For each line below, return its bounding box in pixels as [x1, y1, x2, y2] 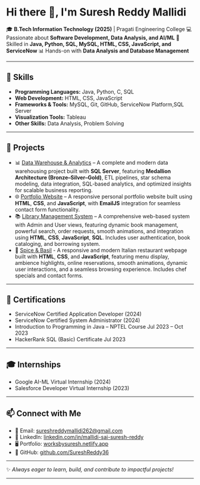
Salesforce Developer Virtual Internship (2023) [14, 385, 130, 392]
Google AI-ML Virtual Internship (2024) [14, 378, 111, 385]
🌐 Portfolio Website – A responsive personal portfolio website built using [14, 193, 192, 200]
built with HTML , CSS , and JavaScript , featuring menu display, [14, 253, 170, 260]
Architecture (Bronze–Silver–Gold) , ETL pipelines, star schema [14, 174, 171, 181]
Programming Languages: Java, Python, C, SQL [14, 88, 135, 95]
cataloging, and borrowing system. [14, 240, 101, 247]
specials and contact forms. [14, 271, 83, 279]
